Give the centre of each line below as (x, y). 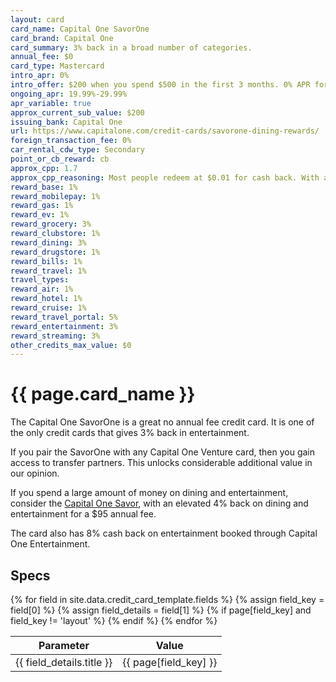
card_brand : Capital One (62, 38)
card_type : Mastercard (57, 66)
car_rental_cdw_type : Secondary (77, 150)
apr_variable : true (51, 103)
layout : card (37, 19)
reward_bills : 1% (46, 261)
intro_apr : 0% (40, 76)
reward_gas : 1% (42, 206)
